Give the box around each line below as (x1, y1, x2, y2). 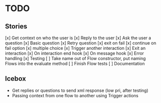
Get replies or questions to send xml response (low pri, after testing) (12, 88, 149, 93)
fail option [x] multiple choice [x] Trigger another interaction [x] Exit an (5, 45, 146, 51)
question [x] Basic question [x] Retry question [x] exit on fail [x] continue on (5, 40, 157, 46)
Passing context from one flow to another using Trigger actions (12, 92, 139, 98)
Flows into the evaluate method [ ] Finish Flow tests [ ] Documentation (5, 61, 145, 66)
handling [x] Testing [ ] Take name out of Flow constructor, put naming (5, 56, 146, 61)
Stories (5, 22, 28, 30)
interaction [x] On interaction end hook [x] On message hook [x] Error (5, 50, 144, 56)
